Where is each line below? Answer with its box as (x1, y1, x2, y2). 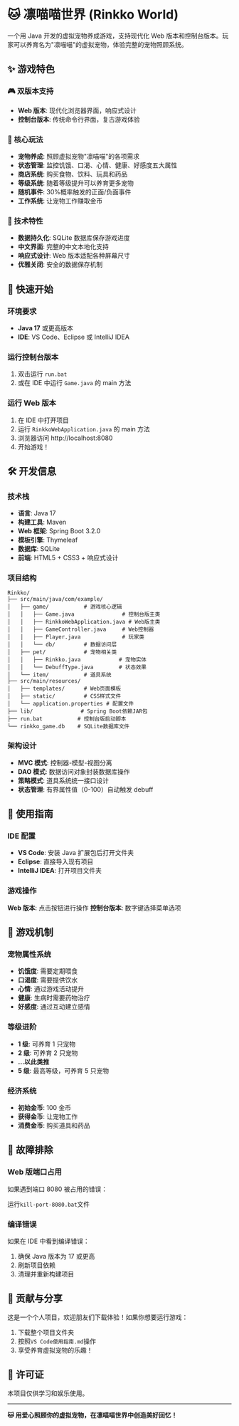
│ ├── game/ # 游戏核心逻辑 (7, 603, 122, 611)
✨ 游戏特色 (7, 63, 55, 75)
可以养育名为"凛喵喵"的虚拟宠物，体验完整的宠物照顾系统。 (13, 40, 188, 48)
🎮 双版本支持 (7, 86, 54, 96)
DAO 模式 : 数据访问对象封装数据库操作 (17, 767, 130, 776)
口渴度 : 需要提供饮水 (17, 976, 78, 985)
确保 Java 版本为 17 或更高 (17, 1252, 95, 1261)
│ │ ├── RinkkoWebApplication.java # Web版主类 (7, 619, 161, 626)
